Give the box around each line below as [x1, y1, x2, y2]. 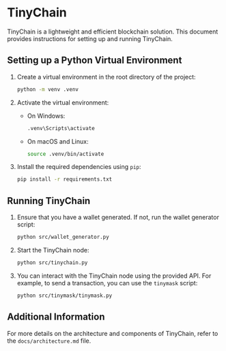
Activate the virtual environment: [16, 98, 109, 107]
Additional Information [7, 311, 105, 323]
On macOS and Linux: [27, 137, 89, 145]
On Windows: [27, 112, 66, 120]
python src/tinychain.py [16, 259, 88, 266]
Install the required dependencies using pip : [16, 163, 141, 171]
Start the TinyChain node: [16, 246, 90, 254]
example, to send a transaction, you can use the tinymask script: [16, 278, 198, 287]
